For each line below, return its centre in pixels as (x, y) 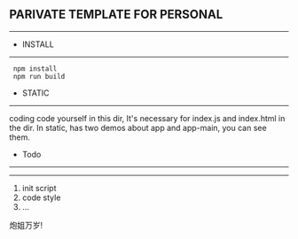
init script (39, 188)
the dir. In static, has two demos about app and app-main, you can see (138, 127)
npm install (35, 69)
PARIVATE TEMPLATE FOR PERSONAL (116, 15)
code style (41, 197)
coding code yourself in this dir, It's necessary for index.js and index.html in (147, 118)
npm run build (39, 76)
